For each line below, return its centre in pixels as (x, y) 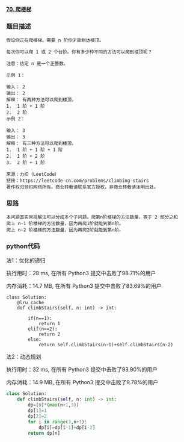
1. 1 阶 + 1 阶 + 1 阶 (35, 150)
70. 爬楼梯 (19, 9)
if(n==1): (40, 319)
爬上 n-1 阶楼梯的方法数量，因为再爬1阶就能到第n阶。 (65, 224)
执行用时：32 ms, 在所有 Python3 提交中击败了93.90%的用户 (82, 370)
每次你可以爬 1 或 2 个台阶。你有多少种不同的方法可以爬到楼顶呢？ (79, 52)
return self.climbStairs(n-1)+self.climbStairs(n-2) (106, 345)
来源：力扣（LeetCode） (33, 174)
